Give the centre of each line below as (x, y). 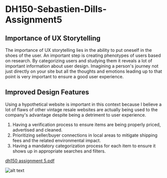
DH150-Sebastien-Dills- (56, 9)
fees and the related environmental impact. (56, 140)
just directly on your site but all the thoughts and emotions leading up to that (84, 71)
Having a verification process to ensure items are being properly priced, (86, 124)
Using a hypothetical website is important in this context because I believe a (83, 104)
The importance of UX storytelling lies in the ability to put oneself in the (78, 50)
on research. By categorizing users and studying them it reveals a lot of (79, 61)
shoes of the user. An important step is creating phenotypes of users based (83, 55)
